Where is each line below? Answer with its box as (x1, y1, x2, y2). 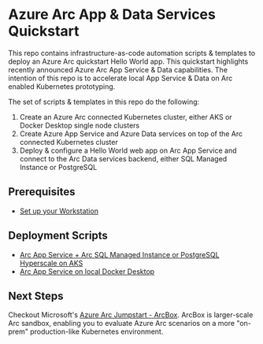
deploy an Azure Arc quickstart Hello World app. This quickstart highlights (8, 57, 249, 66)
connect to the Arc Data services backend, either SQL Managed (19, 154, 228, 163)
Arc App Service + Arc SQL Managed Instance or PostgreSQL (19, 250, 220, 259)
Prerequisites (8, 185, 76, 198)
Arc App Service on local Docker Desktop (19, 266, 155, 276)
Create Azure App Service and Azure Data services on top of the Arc (19, 128, 243, 139)
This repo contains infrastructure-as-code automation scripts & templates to (8, 48, 256, 57)
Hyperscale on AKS (19, 258, 83, 268)
